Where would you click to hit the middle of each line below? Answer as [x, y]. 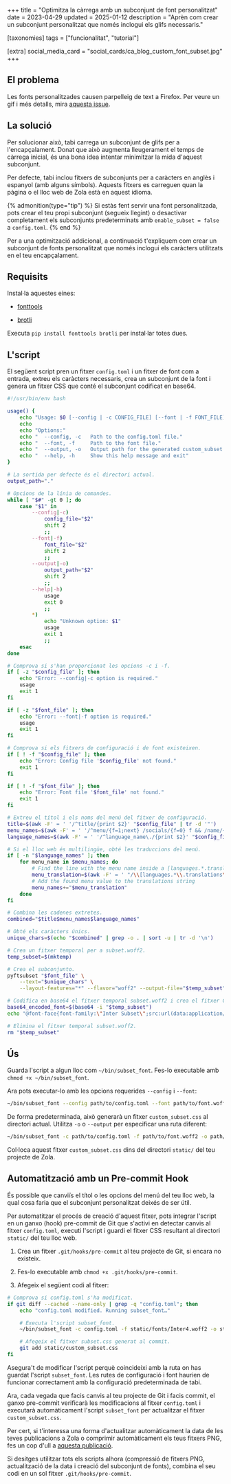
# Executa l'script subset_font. [67, 1323]
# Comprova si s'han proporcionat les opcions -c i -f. [89, 666]
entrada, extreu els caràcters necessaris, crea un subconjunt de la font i [109, 379]
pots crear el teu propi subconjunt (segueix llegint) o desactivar [97, 212]
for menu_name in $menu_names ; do [69, 862]
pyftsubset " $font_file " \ [46, 976]
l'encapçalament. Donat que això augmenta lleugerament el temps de [106, 149]
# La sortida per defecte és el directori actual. [81, 474]
